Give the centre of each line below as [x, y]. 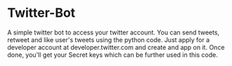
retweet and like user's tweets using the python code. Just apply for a [109, 39]
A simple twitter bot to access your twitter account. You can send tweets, [114, 32]
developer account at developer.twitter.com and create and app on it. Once [116, 47]
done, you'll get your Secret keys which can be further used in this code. [112, 55]
